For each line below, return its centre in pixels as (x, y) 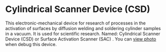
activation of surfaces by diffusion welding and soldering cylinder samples (83, 28)
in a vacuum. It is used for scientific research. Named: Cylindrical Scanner (83, 33)
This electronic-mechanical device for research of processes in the (76, 23)
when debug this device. (31, 44)
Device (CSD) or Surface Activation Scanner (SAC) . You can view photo (81, 39)
